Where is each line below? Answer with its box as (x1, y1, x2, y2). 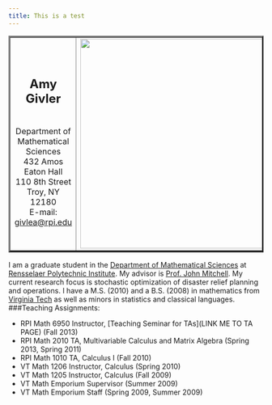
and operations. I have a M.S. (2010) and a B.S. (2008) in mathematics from (8, 285, 261, 295)
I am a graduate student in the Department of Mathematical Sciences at (8, 259, 247, 269)
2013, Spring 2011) (19, 344, 83, 354)
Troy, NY (27, 186, 61, 197)
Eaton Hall (23, 166, 63, 177)
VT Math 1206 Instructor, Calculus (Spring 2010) (19, 361, 181, 371)
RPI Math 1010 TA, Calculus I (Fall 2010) (19, 352, 152, 362)
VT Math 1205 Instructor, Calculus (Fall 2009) (19, 369, 172, 380)
